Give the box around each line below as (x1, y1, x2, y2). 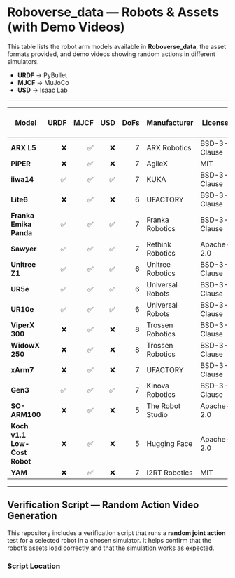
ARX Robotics (146, 143, 192, 152)
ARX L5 (10, 143, 36, 152)
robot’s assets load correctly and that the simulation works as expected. (7, 544, 215, 552)
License (201, 117, 229, 127)
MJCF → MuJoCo (17, 78, 69, 86)
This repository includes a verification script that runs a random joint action (7, 528, 226, 537)
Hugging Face (146, 438, 193, 448)
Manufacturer (146, 117, 194, 127)
